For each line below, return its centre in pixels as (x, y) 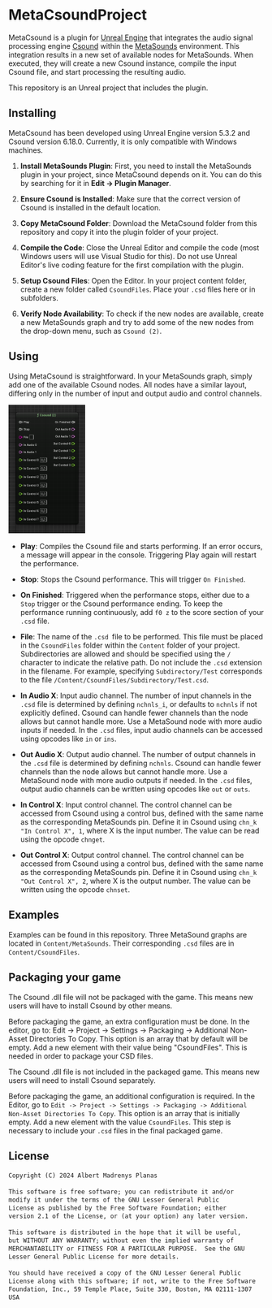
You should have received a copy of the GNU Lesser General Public (125, 1273)
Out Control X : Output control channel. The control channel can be (132, 855)
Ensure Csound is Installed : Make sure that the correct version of (130, 199)
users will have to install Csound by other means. (91, 1006)
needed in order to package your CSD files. (81, 1056)
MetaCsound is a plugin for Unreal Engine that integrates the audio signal (131, 37)
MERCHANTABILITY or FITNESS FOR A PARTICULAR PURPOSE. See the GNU (127, 1249)
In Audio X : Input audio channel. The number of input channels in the (136, 695)
